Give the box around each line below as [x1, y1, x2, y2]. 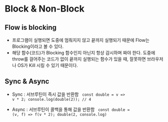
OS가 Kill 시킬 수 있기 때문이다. [17, 63, 78, 68]
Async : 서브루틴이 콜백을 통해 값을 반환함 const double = [12, 106, 130, 112]
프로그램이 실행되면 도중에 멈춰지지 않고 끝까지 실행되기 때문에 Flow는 [12, 37, 150, 43]
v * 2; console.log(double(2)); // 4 [12, 97, 92, 102]
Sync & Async [5, 77, 50, 86]
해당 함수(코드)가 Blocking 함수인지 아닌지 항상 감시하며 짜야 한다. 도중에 [12, 50, 155, 55]
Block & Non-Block [5, 3, 85, 15]
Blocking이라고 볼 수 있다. [12, 43, 64, 49]
